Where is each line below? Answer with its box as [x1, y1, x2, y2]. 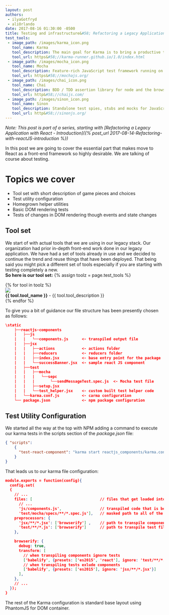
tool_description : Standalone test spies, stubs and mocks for [12, 106, 147, 111]
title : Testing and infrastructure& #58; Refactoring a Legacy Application [5, 31, 165, 36]
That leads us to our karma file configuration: [5, 468, 99, 474]
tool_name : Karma [12, 45, 49, 50]
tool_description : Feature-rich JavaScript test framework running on [12, 69, 163, 74]
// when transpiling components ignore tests [23, 553, 121, 558]
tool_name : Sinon [12, 102, 49, 107]
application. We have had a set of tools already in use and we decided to [5, 251, 156, 257]
